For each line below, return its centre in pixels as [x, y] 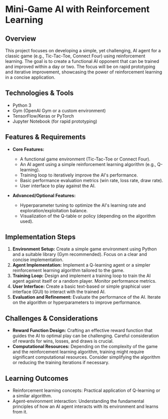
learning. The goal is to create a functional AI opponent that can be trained [82, 61]
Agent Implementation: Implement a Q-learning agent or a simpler [81, 265]
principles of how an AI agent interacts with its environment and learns [86, 406]
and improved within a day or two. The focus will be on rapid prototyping [80, 67]
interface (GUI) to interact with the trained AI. [59, 292]
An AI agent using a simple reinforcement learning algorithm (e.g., [88, 164]
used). [27, 221]
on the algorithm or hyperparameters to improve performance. [77, 302]
